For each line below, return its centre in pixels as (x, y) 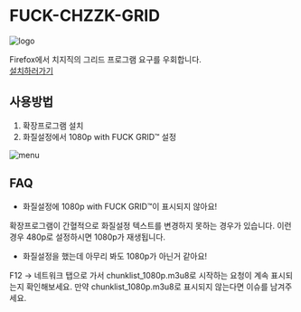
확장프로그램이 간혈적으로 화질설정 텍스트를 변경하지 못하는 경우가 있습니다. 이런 (150, 225)
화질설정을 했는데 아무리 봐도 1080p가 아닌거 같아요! (115, 256)
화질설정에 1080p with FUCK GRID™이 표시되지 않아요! (120, 206)
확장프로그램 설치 (53, 125)
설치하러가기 (32, 71)
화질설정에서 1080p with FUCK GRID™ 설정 (99, 137)
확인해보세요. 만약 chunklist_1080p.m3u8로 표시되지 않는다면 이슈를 (147, 287)
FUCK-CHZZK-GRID (85, 16)
